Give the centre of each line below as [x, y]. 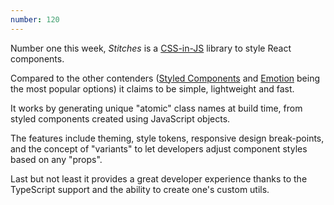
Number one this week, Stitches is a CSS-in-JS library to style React [151, 48]
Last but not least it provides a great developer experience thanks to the [159, 178]
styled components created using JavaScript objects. [120, 118]
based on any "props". [56, 159]
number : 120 [35, 19]
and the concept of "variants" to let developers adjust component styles [159, 148]
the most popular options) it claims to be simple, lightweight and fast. [152, 88]
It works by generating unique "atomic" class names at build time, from [156, 108]
